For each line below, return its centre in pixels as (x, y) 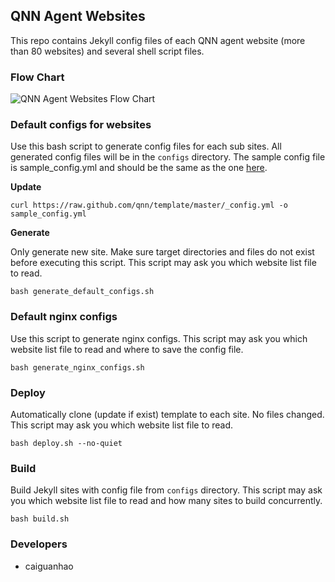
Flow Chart (37, 77)
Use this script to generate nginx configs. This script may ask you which (159, 338)
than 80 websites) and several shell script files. (107, 51)
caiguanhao (49, 566)
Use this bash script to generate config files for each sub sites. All (146, 146)
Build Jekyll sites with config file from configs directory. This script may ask (166, 490)
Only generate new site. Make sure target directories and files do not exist (162, 252)
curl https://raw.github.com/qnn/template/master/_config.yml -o (149, 205)
